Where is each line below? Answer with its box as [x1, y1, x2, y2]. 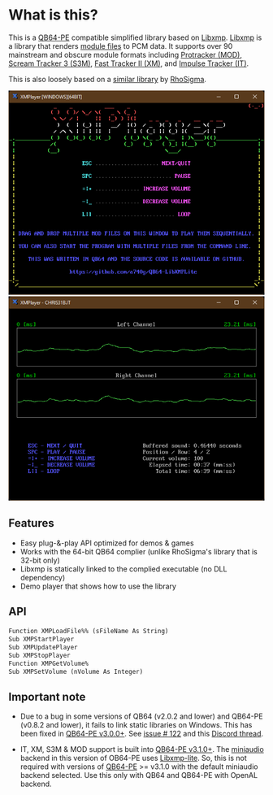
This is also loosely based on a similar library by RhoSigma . [8, 74, 207, 84]
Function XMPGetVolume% [8, 660, 89, 668]
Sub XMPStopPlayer [8, 652, 71, 660]
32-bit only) [19, 555, 61, 565]
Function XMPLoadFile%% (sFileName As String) [8, 628, 169, 636]
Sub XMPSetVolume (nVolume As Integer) [8, 668, 144, 676]
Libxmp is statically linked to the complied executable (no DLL [19, 563, 227, 574]
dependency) [19, 572, 66, 582]
